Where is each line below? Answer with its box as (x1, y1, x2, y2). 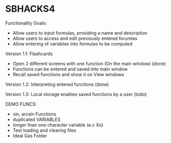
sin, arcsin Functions (12, 111, 57, 117)
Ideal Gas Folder (12, 132, 47, 138)
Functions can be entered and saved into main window (12, 66, 128, 72)
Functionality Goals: (5, 20, 47, 26)
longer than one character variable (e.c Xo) (12, 122, 104, 128)
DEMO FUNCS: (5, 101, 37, 107)
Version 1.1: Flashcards (5, 51, 53, 57)
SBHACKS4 (5, 3, 55, 15)
